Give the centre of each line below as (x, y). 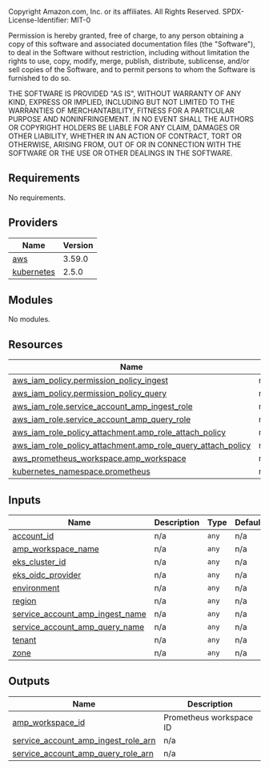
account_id (33, 536)
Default (249, 523)
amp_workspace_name (56, 549)
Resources (36, 344)
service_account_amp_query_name (78, 627)
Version (78, 245)
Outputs (29, 681)
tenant (24, 640)
